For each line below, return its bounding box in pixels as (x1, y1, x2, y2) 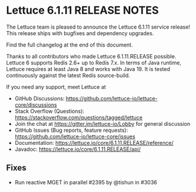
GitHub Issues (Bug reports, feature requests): (14, 126, 128, 134)
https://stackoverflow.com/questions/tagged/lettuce (14, 114, 143, 121)
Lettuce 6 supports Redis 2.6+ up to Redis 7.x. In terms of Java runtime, (6, 59, 182, 66)
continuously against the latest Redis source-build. (6, 72, 131, 79)
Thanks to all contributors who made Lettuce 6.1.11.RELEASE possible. (6, 52, 176, 60)
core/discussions (14, 101, 58, 108)
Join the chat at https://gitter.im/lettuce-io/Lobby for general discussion (14, 120, 191, 127)
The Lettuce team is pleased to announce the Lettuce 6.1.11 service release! (6, 23, 191, 30)
